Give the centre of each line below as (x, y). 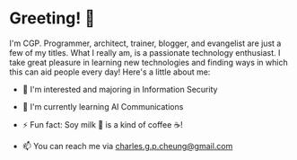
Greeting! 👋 (52, 18)
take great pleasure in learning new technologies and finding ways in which (149, 62)
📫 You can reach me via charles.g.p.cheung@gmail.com (127, 146)
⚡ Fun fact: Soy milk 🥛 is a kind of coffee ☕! (103, 124)
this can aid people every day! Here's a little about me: (110, 72)
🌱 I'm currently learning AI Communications (103, 106)
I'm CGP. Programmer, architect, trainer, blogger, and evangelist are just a (145, 43)
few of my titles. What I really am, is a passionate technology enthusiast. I (145, 52)
